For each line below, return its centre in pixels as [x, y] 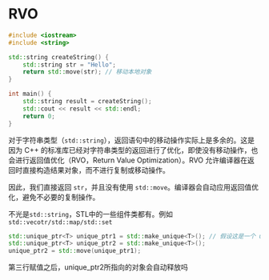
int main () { [30, 94]
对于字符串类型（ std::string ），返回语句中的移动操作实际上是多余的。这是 [131, 140]
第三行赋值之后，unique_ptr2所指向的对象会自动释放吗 [98, 267]
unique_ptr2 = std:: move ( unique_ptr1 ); [75, 251]
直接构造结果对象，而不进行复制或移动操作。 [96, 170]
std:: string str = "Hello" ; [69, 65]
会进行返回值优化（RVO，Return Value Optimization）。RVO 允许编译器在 [128, 160]
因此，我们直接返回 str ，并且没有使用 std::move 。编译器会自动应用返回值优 [133, 187]
